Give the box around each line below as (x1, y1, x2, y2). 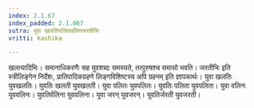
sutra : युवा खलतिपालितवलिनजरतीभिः (8, 26, 100, 34)
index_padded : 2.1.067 (8, 19, 84, 27)
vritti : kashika (8, 34, 62, 42)
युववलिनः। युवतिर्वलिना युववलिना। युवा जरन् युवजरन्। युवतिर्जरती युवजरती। (8, 90, 201, 100)
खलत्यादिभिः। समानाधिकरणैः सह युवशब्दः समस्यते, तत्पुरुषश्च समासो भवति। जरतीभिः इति (8, 63, 231, 73)
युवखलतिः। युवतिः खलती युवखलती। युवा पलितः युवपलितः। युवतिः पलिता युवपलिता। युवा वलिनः (8, 81, 246, 90)
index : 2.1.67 (8, 11, 56, 20)
